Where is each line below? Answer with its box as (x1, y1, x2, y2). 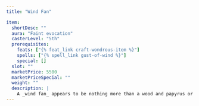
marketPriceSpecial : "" (11, 75, 70, 81)
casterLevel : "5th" (11, 36, 60, 42)
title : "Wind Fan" (6, 8, 52, 15)
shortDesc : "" (11, 25, 46, 31)
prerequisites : (11, 41, 49, 47)
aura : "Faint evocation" (11, 30, 73, 36)
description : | (11, 85, 49, 92)
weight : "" (11, 80, 39, 86)
